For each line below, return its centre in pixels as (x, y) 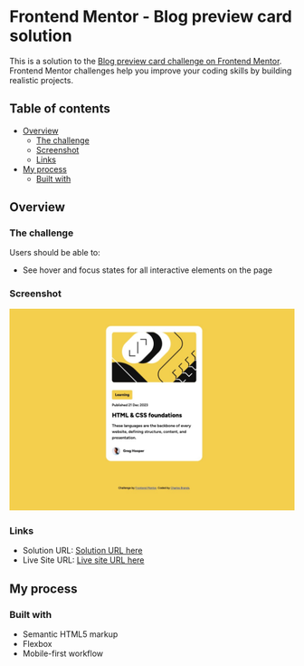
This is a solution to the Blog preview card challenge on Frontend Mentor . (146, 61)
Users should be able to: (55, 253)
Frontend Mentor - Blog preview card (151, 17)
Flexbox (37, 644)
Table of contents (60, 109)
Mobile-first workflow (63, 653)
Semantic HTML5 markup (70, 634)
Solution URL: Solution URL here (82, 551)
